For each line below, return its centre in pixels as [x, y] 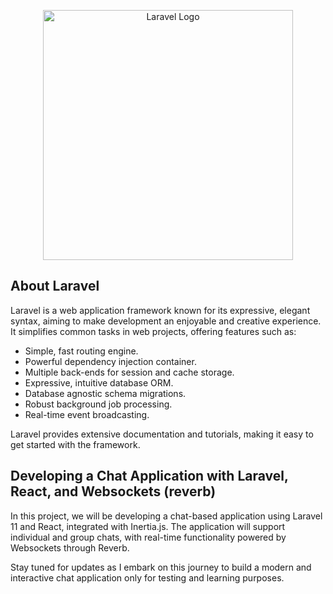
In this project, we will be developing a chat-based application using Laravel [166, 516]
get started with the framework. [75, 444]
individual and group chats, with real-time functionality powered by [148, 537]
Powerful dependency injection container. [110, 361]
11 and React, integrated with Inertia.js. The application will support [148, 526]
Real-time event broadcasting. [87, 414]
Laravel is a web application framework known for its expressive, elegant [160, 310]
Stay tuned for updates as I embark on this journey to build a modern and [161, 567]
